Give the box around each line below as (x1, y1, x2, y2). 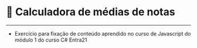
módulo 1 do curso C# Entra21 (14, 36, 87, 43)
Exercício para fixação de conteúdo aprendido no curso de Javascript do (14, 30, 191, 37)
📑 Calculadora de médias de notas (6, 5, 175, 19)
